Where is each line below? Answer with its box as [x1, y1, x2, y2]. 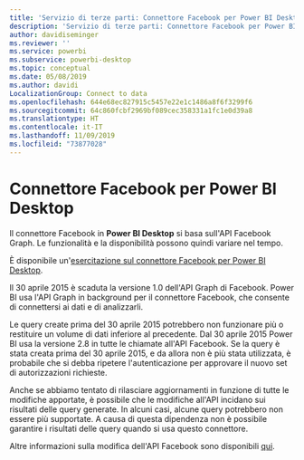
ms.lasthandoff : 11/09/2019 [9, 131, 116, 140]
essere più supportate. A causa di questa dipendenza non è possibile [9, 413, 268, 424]
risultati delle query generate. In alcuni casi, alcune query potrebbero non [9, 404, 283, 415]
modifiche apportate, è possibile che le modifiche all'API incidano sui [9, 394, 266, 405]
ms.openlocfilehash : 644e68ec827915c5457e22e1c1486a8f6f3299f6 [9, 97, 253, 107]
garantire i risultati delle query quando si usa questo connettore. [9, 423, 249, 434]
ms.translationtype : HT [9, 114, 100, 123]
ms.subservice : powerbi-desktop [9, 55, 131, 64]
